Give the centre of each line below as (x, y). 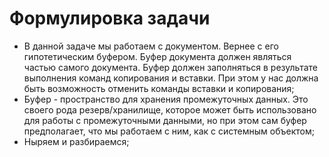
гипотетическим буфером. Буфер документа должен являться (157, 56)
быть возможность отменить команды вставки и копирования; (159, 88)
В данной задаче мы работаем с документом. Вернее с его (151, 46)
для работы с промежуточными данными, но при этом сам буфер (165, 120)
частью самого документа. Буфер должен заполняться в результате (170, 67)
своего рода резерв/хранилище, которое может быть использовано (170, 109)
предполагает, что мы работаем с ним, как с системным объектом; (169, 131)
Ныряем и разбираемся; (76, 141)
